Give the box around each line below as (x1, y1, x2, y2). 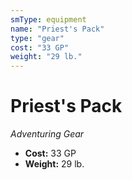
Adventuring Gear (10, 128, 85, 140)
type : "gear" (10, 33, 65, 43)
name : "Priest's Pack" (10, 24, 105, 34)
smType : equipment (10, 14, 87, 25)
